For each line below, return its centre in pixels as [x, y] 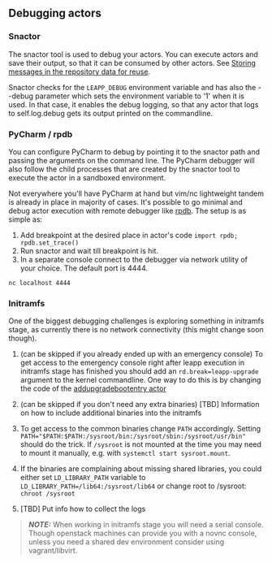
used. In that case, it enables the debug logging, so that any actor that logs [134, 104]
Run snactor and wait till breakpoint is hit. [89, 250]
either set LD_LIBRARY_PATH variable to [83, 478]
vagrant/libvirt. [53, 551]
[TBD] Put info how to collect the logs [83, 509]
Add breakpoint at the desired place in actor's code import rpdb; [129, 235]
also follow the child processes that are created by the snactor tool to [124, 169]
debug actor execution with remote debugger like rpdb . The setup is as [127, 210]
